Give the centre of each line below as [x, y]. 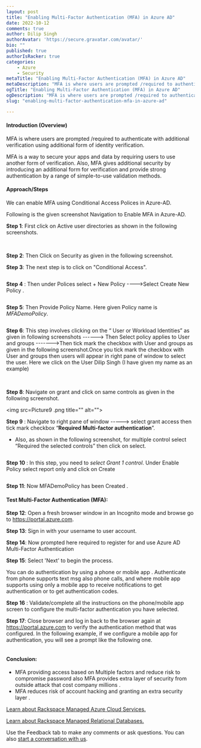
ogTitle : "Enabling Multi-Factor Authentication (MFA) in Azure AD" [93, 90]
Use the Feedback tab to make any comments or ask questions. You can [95, 732]
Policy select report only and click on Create [61, 469]
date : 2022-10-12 [28, 23]
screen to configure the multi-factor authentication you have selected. [93, 610]
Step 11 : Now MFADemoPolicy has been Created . [67, 486]
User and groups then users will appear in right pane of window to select [96, 356]
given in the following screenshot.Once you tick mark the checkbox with [95, 350]
